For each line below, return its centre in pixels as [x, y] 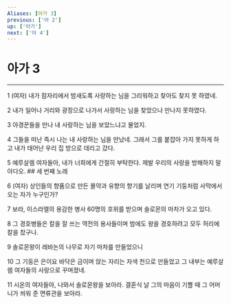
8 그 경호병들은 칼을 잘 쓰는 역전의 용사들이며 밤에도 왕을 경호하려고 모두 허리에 [113, 224]
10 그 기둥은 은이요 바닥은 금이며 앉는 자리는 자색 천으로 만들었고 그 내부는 [107, 261]
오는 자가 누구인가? [33, 195]
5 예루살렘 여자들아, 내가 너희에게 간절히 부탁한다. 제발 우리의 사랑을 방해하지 [111, 163]
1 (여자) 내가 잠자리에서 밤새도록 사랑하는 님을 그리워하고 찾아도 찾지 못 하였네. [112, 96]
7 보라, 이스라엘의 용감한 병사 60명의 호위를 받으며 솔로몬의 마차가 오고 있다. [110, 209]
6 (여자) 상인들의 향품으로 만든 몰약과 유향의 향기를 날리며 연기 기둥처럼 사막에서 [115, 186]
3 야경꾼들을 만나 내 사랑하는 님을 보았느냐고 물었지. [77, 125]
